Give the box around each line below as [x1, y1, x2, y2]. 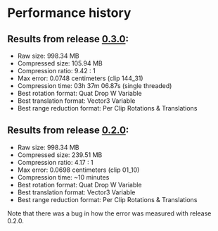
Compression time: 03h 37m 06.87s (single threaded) [17, 82, 172, 89]
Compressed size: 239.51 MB [17, 150, 103, 159]
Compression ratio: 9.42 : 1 [17, 67, 96, 75]
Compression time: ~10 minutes [17, 173, 110, 181]
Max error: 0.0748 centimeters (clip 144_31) [17, 74, 143, 82]
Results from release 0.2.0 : [7, 125, 129, 137]
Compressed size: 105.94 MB [17, 59, 103, 68]
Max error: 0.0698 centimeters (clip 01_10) [17, 166, 140, 174]
